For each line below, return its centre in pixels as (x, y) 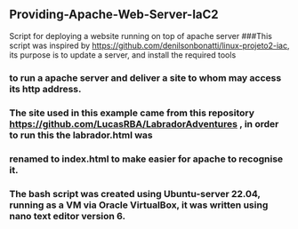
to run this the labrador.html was (81, 135)
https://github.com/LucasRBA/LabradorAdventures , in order (144, 123)
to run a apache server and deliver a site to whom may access (145, 77)
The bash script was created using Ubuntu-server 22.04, (135, 193)
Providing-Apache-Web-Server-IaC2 (114, 15)
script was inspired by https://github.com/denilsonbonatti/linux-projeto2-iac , (149, 45)
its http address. (45, 89)
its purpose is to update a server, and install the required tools (123, 55)
